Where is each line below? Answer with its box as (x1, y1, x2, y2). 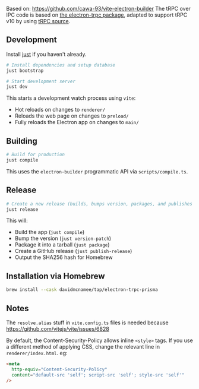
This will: (6, 217, 28, 224)
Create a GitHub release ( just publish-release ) (14, 248, 132, 255)
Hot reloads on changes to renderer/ (14, 106, 106, 113)
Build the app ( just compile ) (14, 229, 85, 236)
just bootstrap (6, 68, 44, 74)
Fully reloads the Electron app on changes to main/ (14, 119, 140, 126)
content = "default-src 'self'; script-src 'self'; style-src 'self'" (11, 372, 185, 378)
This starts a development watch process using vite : (6, 94, 136, 102)
